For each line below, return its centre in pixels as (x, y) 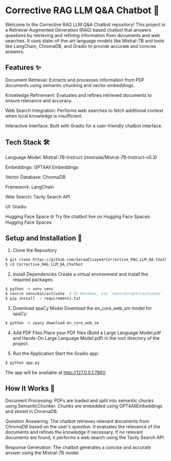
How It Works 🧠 (30, 388)
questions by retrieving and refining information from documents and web (83, 35)
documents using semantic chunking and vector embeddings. (70, 85)
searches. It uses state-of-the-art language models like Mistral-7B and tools (85, 41)
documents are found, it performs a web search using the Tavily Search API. (85, 438)
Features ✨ (23, 67)
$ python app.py (22, 363)
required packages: (33, 280)
